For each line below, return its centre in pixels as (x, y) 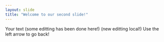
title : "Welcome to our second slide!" (47, 14)
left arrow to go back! (27, 34)
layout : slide (20, 10)
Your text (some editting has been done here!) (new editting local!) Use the (82, 28)
